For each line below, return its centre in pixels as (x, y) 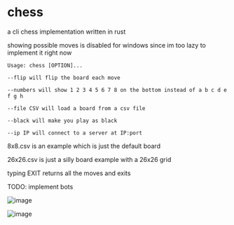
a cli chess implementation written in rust (67, 32)
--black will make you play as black (62, 121)
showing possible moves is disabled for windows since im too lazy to (107, 45)
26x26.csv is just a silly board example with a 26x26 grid (89, 159)
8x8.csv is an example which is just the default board (84, 146)
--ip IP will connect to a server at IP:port (75, 133)
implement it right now (40, 53)
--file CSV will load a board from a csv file (76, 108)
